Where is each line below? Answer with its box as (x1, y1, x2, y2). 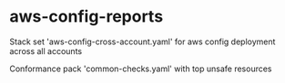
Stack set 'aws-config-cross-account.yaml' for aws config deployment (9, 36, 276, 47)
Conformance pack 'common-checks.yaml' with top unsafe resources (9, 63, 272, 74)
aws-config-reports (9, 6, 164, 27)
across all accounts (9, 45, 83, 56)
